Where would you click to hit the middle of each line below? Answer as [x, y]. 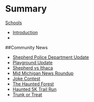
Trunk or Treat [27, 94]
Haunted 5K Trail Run [34, 89]
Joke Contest [26, 78]
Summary [26, 9]
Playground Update [32, 62]
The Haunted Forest [33, 84]
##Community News [26, 47]
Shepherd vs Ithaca [33, 68]
